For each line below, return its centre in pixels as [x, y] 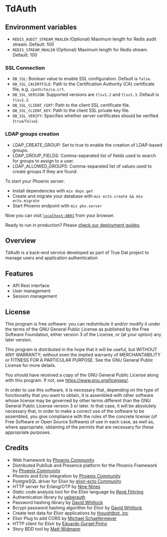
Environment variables [41, 27]
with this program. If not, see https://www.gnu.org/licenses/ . [67, 380]
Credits [17, 448]
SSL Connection [25, 68]
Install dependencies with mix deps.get [53, 190]
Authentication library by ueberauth [49, 497]
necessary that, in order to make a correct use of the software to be [75, 411]
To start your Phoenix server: [35, 181]
